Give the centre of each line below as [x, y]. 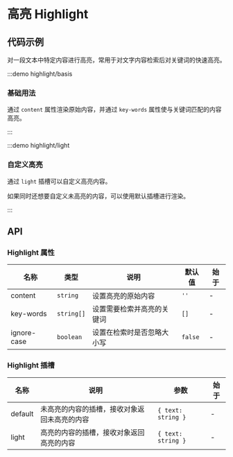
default [22, 413]
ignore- [24, 333]
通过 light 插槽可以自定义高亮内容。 [59, 181]
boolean [69, 337]
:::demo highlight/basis [40, 74]
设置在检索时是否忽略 [127, 332]
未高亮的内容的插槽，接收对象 [89, 408]
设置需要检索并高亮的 [127, 309]
